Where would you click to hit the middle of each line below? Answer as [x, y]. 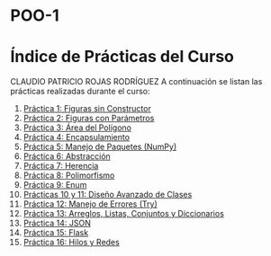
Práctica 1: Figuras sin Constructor [87, 109]
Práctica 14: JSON [57, 223]
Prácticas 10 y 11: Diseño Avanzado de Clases [108, 195]
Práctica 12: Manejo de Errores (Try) [90, 204]
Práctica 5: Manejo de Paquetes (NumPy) [100, 147]
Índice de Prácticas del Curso [122, 57]
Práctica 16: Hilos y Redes [71, 243]
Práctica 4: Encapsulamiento [76, 137]
